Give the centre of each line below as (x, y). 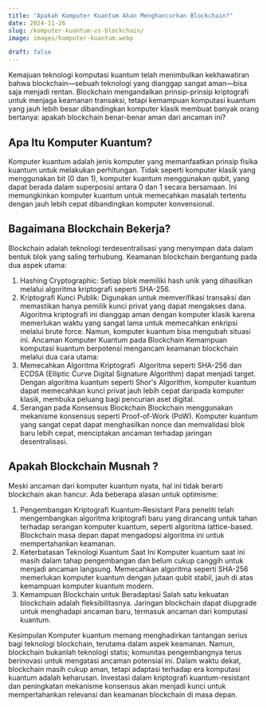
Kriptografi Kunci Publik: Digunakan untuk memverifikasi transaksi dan (135, 297)
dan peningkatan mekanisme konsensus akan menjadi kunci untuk (117, 685)
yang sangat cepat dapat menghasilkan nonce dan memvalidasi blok (132, 424)
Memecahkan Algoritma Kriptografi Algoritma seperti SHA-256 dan (131, 365)
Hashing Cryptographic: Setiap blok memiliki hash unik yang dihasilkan (136, 281)
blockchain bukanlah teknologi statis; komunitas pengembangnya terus (125, 652)
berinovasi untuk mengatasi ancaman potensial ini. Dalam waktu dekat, (125, 660)
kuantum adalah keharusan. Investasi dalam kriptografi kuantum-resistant (129, 678)
